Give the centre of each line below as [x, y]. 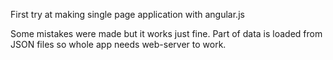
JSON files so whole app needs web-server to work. [118, 44]
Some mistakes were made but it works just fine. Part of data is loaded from [166, 33]
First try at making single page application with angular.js [127, 14]
